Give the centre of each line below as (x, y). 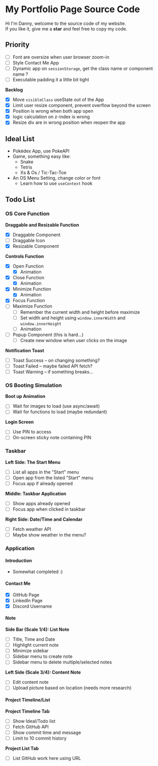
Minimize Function (32, 289)
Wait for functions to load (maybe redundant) (60, 412)
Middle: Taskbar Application (36, 494)
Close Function (28, 278)
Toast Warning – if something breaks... (53, 372)
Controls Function (25, 256)
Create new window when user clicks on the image (74, 340)
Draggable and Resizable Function (42, 225)
